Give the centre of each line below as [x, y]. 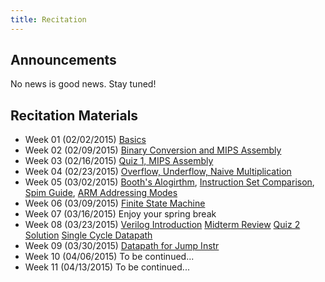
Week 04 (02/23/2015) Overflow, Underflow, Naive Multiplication [158, 172]
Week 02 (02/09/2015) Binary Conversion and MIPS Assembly [153, 150]
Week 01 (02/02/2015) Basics [85, 140]
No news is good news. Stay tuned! [83, 84]
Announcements [63, 60]
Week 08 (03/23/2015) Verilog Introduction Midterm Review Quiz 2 [162, 225]
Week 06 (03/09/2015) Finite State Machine [115, 203]
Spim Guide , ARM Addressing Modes [101, 193]
